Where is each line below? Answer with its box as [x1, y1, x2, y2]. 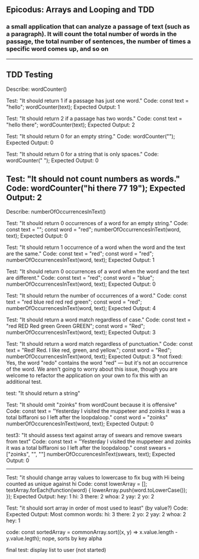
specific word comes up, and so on [6, 45, 108, 53]
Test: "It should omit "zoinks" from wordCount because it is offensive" [6, 401, 178, 409]
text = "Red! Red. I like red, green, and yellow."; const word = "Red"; [6, 347, 172, 354]
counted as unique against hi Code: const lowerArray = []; [6, 481, 147, 488]
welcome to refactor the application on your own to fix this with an [6, 372, 168, 379]
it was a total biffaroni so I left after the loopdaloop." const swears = [6, 444, 172, 451]
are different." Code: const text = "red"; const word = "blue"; [6, 274, 155, 282]
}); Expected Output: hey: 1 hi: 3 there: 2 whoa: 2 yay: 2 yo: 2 [6, 493, 155, 500]
